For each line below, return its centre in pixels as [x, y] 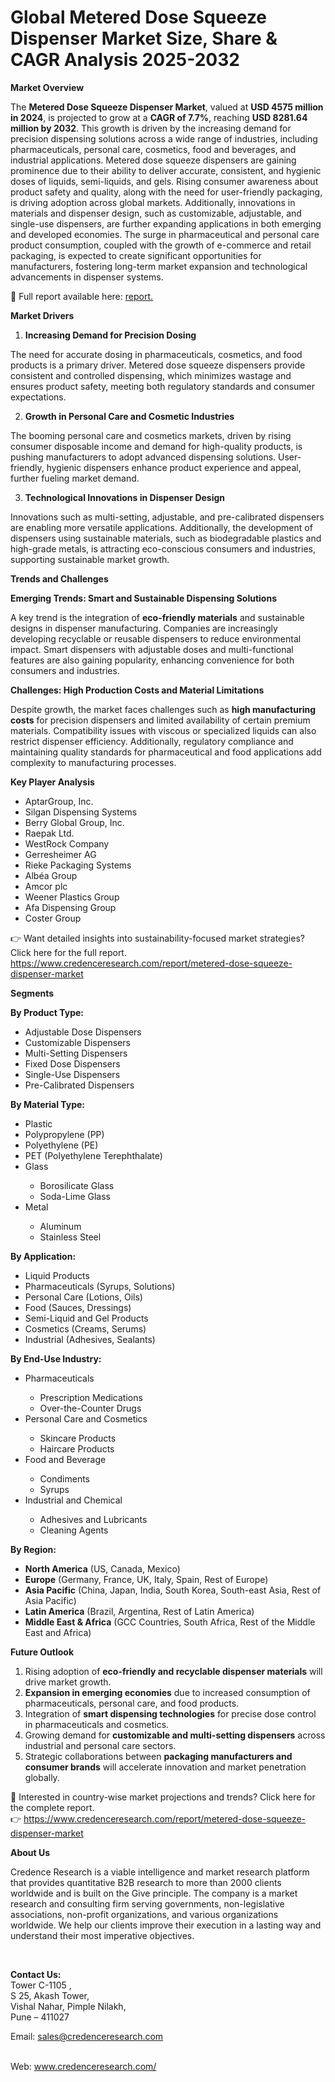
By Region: [33, 1549]
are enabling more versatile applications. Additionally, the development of [161, 527]
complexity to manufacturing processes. [93, 762]
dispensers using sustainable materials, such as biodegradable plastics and [166, 538]
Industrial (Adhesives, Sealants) [90, 1339]
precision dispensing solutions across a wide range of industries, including [164, 138]
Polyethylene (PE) [61, 1145]
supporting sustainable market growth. [90, 559]
